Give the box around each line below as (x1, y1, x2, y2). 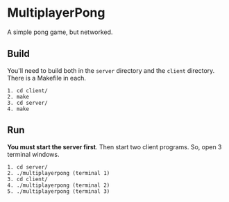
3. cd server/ (7, 99, 49, 106)
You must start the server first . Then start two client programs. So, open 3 (7, 142, 222, 151)
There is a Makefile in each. (7, 74, 87, 82)
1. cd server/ (7, 163, 49, 171)
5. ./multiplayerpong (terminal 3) (7, 187, 110, 195)
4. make (7, 106, 30, 112)
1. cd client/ (7, 87, 49, 94)
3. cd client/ (7, 176, 49, 183)
